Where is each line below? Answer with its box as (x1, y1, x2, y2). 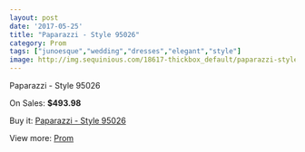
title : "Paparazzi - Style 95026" (9, 30, 141, 39)
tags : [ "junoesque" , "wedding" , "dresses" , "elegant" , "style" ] (9, 47, 242, 56)
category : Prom (9, 38, 67, 48)
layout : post (9, 13, 59, 23)
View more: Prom (9, 133, 74, 143)
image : (9, 55, 34, 64)
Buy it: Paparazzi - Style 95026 (9, 115, 127, 126)
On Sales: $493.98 (9, 98, 82, 109)
